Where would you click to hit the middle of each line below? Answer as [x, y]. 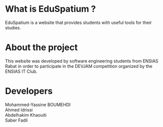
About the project [41, 48]
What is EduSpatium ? [51, 9]
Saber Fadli [16, 120]
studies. [13, 27]
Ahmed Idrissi [19, 110]
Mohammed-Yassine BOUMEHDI [38, 105]
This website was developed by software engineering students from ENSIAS [82, 61]
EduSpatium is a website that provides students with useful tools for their [79, 22]
